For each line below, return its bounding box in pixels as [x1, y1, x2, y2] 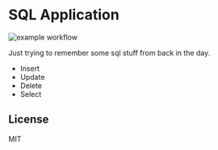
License [8, 113, 49, 127]
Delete [19, 81, 43, 90]
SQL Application [8, 6, 119, 24]
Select [19, 89, 42, 98]
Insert [19, 63, 40, 73]
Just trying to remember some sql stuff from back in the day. [8, 48, 211, 57]
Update [19, 72, 45, 81]
